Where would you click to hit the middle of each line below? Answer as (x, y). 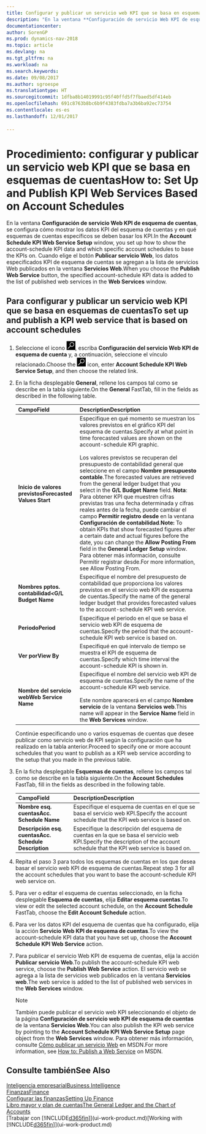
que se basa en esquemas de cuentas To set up (97, 311)
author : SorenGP (27, 33)
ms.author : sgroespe (33, 84)
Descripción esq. (40, 829)
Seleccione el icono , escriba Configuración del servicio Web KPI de (107, 348)
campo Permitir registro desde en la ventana (137, 516)
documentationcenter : (34, 26)
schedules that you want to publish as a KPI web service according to (103, 753)
